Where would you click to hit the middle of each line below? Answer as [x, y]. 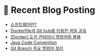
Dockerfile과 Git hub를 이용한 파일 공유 [48, 30]
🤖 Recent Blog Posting [49, 10]
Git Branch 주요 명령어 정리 [37, 48]
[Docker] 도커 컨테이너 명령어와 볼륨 [45, 37]
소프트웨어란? [23, 24]
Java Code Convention [33, 42]
